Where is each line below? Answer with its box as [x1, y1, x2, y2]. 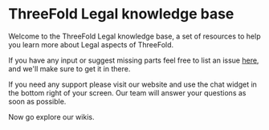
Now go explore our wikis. [8, 112, 95, 121]
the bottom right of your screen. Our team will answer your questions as [8, 87, 247, 97]
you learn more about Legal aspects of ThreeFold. [8, 39, 174, 49]
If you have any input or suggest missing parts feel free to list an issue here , [8, 55, 259, 65]
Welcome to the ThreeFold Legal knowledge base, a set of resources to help [8, 31, 261, 41]
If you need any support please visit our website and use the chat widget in [8, 79, 257, 89]
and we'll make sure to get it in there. [8, 63, 131, 73]
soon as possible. [8, 96, 67, 106]
